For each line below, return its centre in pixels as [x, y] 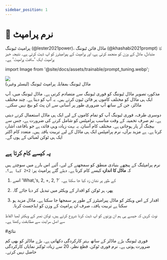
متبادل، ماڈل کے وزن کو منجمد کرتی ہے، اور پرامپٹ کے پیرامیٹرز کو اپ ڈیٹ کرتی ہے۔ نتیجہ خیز [80, 54]
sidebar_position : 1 [27, 10]
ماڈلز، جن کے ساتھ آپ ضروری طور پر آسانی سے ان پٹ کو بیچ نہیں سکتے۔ [73, 105]
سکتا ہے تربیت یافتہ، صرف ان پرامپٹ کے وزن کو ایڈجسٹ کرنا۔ [70, 206]
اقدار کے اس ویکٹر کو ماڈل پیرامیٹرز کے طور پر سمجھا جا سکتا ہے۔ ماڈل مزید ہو [85, 200]
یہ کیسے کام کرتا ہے [28, 153]
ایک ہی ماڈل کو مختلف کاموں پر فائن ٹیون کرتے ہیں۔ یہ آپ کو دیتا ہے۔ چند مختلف [79, 99]
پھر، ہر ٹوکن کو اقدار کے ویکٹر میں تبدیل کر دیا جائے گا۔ [63, 190]
